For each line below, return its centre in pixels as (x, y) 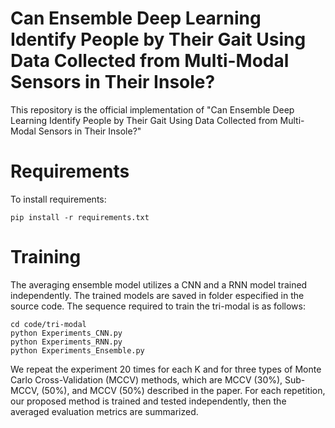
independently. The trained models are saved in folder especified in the (157, 295)
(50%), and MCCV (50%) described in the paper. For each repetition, (183, 390)
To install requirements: (58, 199)
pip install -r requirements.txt (80, 217)
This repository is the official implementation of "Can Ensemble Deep (152, 109)
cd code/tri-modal (48, 324)
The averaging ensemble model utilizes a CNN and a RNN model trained (159, 284)
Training (46, 257)
